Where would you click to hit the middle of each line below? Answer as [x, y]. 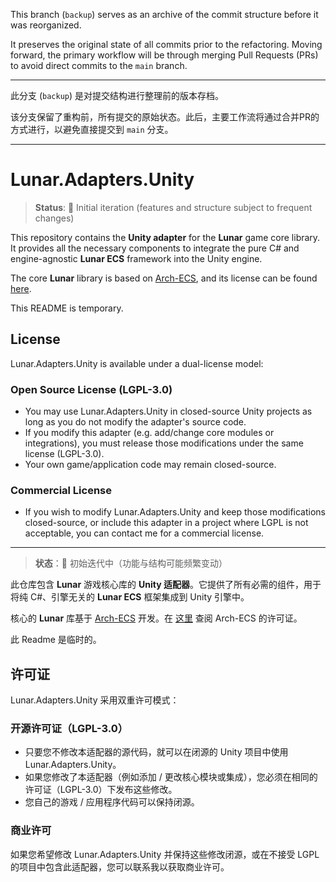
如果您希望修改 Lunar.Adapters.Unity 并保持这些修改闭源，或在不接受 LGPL [165, 854]
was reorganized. [46, 25]
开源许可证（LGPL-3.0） [69, 729]
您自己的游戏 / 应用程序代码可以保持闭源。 [112, 802]
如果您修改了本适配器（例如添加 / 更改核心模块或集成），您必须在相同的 [171, 777]
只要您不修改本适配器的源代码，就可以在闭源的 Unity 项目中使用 [156, 752]
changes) [54, 218]
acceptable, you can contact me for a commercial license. [144, 533]
